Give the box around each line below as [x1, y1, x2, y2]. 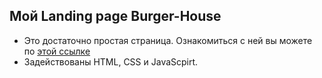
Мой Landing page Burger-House [9, 8, 222, 25]
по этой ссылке [23, 45, 91, 57]
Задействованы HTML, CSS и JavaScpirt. [23, 55, 199, 68]
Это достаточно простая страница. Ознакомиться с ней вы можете [23, 34, 313, 46]
